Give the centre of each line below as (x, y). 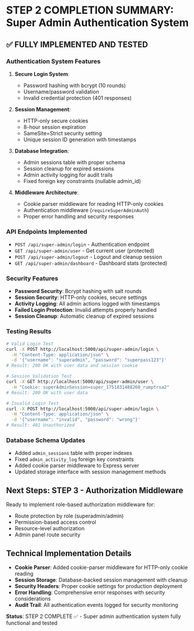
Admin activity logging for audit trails (68, 175)
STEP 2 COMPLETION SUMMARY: (90, 10)
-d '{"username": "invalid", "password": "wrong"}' (76, 420)
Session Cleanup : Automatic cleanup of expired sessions (84, 316)
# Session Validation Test (39, 376)
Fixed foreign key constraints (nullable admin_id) (82, 181)
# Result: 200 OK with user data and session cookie (72, 366)
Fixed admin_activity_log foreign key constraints (74, 459)
